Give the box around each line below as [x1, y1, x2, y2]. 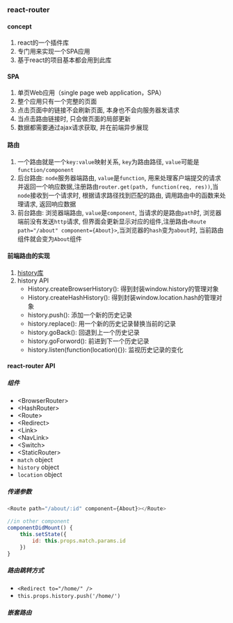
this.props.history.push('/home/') [17, 593, 121, 600]
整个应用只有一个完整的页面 [17, 97, 97, 106]
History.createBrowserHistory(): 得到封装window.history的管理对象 [27, 284, 219, 293]
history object [17, 463, 59, 471]
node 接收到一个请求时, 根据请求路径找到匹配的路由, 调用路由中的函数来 [17, 191, 220, 199]
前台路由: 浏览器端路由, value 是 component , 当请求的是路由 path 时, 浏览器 [17, 208, 222, 216]
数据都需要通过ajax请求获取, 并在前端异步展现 [17, 123, 149, 132]
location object [17, 471, 63, 479]
